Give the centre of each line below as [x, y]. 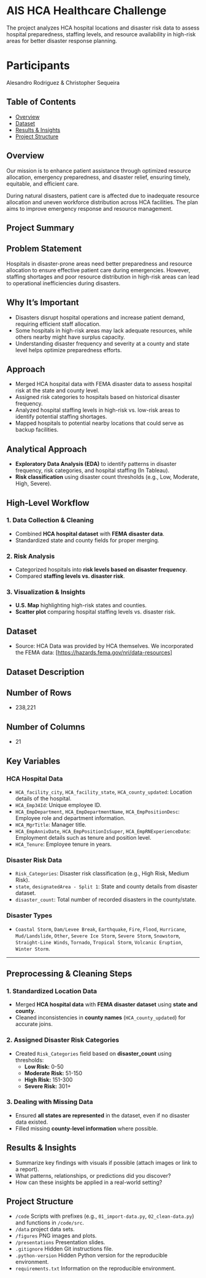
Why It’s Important [43, 303]
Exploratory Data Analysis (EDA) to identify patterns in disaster [96, 464]
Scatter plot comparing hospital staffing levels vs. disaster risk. [95, 612]
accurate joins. [34, 1024]
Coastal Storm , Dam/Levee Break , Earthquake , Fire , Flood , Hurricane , [101, 929]
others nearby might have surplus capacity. [70, 337]
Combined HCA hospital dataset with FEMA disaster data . [90, 534]
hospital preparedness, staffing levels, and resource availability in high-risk [101, 34]
